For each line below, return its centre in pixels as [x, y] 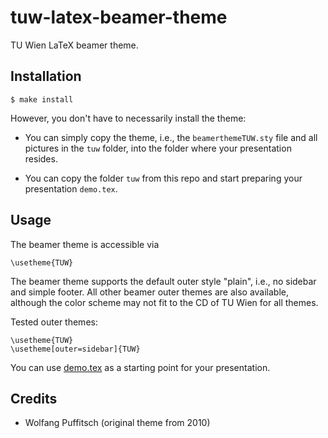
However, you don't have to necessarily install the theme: [128, 118]
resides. [41, 158]
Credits [34, 398]
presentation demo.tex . [71, 188]
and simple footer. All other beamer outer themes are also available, [149, 292]
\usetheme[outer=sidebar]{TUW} [75, 349]
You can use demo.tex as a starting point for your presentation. [140, 367]
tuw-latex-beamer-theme [119, 17]
